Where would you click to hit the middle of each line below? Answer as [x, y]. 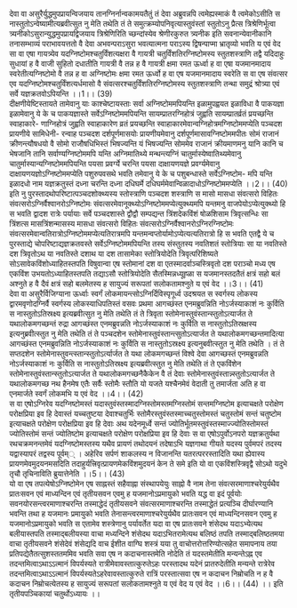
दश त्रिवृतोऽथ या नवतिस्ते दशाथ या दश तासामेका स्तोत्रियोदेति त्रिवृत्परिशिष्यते [114, 254]
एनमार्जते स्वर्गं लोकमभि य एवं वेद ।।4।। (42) [76, 394]
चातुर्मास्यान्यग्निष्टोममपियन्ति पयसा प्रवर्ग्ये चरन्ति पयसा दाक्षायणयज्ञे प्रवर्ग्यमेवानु [115, 164]
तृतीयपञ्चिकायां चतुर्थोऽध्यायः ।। [55, 594]
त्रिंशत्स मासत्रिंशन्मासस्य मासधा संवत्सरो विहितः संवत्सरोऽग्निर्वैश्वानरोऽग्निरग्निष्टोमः [121, 224]
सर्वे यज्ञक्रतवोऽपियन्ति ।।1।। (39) [61, 94]
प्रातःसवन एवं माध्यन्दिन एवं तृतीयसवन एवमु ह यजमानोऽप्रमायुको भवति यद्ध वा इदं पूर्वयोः [126, 494]
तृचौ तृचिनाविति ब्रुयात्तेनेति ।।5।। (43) [67, 474]
